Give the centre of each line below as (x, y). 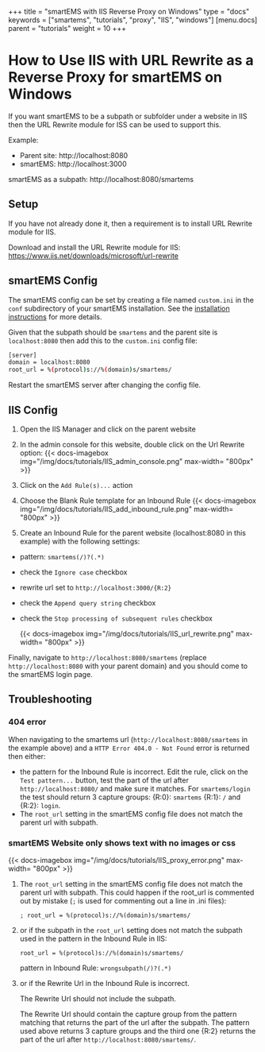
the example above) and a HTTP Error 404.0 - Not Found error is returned (129, 748)
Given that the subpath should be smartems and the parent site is (113, 332)
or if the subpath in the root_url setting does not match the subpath (131, 930)
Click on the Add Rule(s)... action (76, 485)
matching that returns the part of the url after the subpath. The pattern (134, 1022)
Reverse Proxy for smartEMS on (115, 77)
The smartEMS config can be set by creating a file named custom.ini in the (131, 300)
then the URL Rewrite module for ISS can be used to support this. (115, 124)
